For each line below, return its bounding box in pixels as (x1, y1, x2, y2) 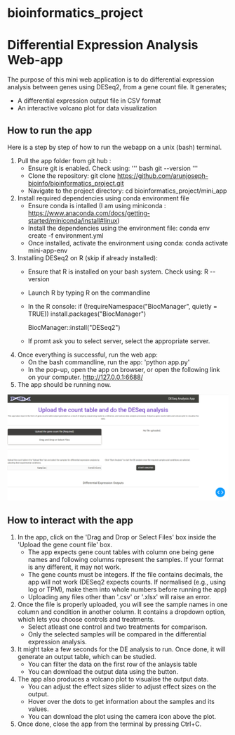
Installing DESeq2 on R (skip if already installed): (17, 253, 158, 262)
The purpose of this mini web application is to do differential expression (7, 75, 215, 84)
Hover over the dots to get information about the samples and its (27, 697, 215, 705)
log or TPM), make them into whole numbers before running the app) (27, 585, 227, 594)
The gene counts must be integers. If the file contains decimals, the (27, 570, 223, 578)
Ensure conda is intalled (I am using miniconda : (27, 201, 166, 210)
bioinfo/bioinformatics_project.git (27, 179, 124, 187)
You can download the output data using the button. (27, 667, 179, 676)
